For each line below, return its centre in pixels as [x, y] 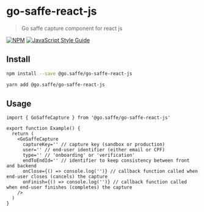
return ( [23, 134]
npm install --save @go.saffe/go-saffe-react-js [69, 74]
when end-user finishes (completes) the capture [69, 187]
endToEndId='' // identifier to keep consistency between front [106, 161]
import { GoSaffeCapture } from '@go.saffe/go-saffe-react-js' [89, 118]
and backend [21, 166]
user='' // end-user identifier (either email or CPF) [94, 150]
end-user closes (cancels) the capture [57, 177]
